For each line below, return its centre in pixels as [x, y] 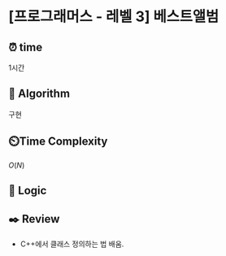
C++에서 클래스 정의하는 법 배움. [72, 244]
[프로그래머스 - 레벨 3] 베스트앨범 [114, 17]
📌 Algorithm [39, 94]
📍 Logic [28, 191]
